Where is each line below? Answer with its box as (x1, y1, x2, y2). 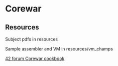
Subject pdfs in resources (5, 36, 58, 42)
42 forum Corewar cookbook (5, 55, 65, 61)
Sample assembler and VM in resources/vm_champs (5, 46, 113, 51)
